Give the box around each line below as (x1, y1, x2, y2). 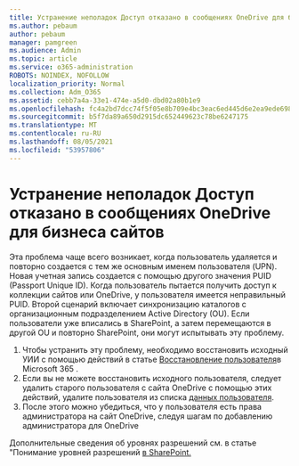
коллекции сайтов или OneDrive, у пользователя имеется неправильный (9, 289, 287, 299)
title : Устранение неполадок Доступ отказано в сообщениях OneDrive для (9, 12, 285, 22)
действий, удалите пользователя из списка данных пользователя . (21, 391, 274, 402)
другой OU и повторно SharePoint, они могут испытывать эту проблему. (9, 327, 285, 338)
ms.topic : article (9, 54, 77, 63)
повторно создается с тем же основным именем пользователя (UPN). (9, 260, 278, 272)
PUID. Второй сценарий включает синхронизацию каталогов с (9, 298, 247, 309)
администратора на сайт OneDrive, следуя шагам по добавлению (21, 411, 273, 421)
